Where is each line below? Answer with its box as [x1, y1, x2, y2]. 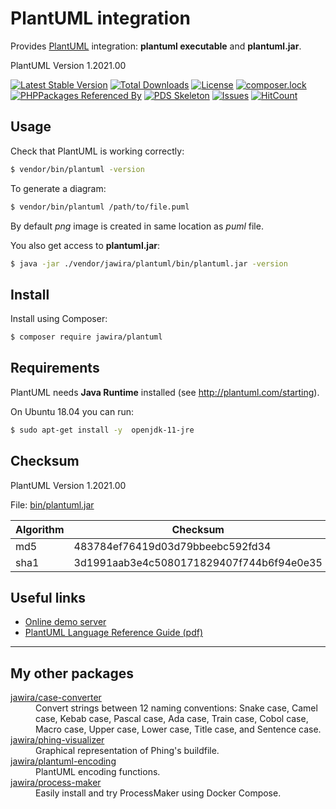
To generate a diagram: [10, 182, 107, 194]
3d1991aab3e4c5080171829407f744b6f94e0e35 [73, 555, 323, 569]
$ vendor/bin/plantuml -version [10, 164, 145, 174]
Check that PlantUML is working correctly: [10, 145, 185, 157]
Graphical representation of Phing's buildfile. [35, 745, 220, 757]
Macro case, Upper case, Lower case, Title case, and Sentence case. [35, 723, 322, 736]
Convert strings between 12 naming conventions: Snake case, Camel [35, 702, 318, 714]
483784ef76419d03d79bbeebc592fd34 [73, 539, 272, 553]
